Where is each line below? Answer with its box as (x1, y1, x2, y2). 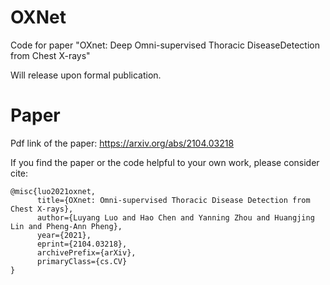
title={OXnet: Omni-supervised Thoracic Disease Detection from (36, 195, 311, 205)
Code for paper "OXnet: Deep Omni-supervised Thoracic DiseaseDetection (10, 39, 320, 51)
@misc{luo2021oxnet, (10, 186, 97, 196)
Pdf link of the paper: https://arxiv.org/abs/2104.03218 (10, 137, 235, 149)
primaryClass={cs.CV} (36, 256, 128, 266)
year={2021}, (36, 230, 92, 240)
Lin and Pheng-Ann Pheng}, (10, 221, 123, 231)
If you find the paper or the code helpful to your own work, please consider (10, 156, 320, 168)
